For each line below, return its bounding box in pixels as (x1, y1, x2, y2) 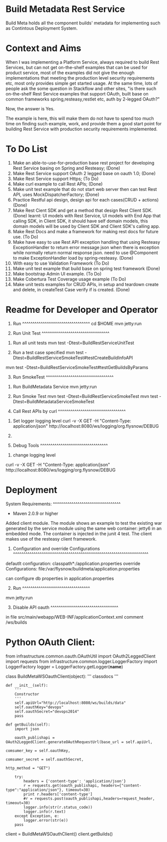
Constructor (14, 691, 39, 697)
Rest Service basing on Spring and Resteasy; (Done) (12, 165, 121, 171)
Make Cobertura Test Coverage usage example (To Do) (12, 276, 126, 282)
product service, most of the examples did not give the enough (5, 70, 135, 76)
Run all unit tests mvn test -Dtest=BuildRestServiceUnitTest (12, 340, 135, 346)
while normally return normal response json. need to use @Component (12, 250, 158, 256)
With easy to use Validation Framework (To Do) (12, 260, 110, 266)
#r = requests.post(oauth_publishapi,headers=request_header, (23, 796, 155, 801)
